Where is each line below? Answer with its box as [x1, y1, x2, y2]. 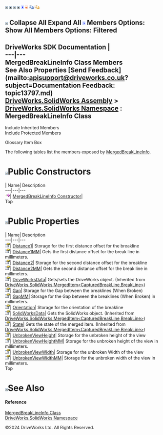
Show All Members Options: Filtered [5, 26, 117, 35]
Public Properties [8, 216, 80, 227]
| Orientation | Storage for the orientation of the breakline [10, 305, 123, 311]
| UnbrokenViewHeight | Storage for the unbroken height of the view [10, 333, 146, 338]
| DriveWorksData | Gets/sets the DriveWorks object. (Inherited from [10, 277, 145, 283]
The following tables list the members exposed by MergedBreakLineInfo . [5, 149, 151, 155]
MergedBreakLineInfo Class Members [5, 58, 123, 67]
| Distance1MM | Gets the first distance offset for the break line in [10, 249, 140, 255]
